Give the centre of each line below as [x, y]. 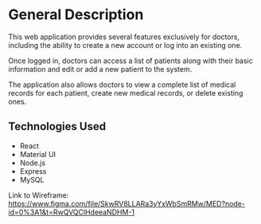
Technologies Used [57, 126]
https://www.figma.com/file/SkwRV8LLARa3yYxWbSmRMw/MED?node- [127, 203]
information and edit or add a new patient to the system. [100, 69]
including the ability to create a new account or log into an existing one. [125, 45]
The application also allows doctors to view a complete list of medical [122, 84]
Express [33, 171]
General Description [76, 15]
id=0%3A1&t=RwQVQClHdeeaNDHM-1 [72, 212]
